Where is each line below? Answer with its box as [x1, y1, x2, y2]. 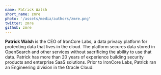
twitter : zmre [5, 20, 34, 26]
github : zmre [5, 25, 32, 30]
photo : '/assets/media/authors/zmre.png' [5, 16, 91, 21]
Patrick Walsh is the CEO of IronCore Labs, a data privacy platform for [5, 38, 148, 44]
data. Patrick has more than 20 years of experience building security [5, 54, 144, 60]
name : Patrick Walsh [5, 7, 48, 12]
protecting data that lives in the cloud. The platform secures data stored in [5, 44, 155, 50]
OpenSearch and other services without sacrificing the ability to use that [5, 49, 152, 55]
